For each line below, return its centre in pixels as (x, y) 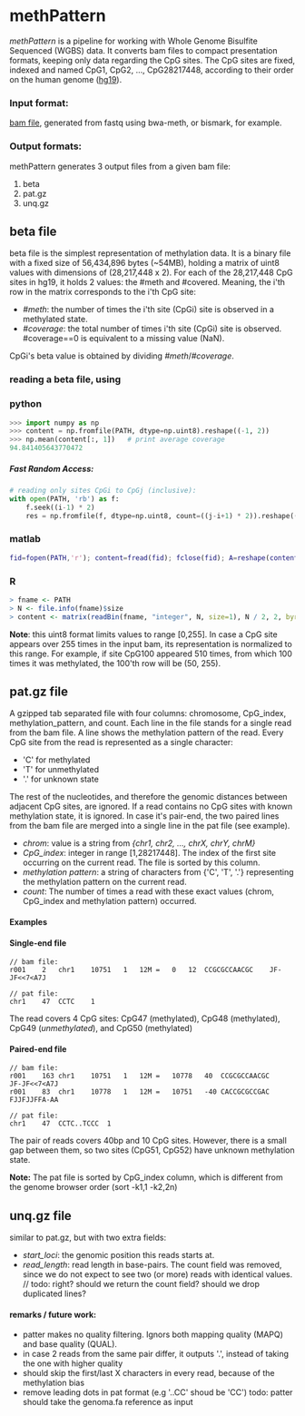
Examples (29, 922)
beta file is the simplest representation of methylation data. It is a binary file (150, 253)
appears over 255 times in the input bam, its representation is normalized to (151, 644)
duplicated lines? (54, 1293)
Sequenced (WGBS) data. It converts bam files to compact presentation (143, 50)
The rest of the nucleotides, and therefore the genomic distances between (148, 797)
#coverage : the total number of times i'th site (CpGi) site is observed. (152, 329)
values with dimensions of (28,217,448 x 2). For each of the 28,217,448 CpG (151, 272)
